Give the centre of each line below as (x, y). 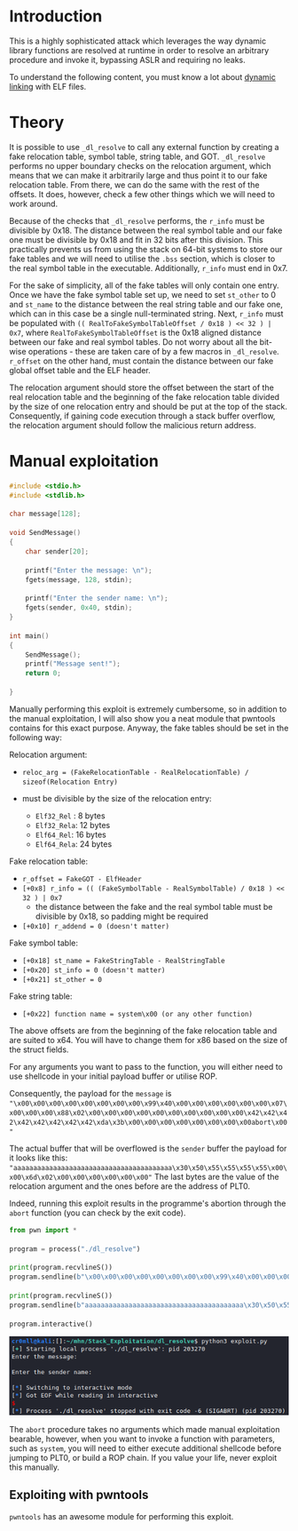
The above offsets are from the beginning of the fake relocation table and (143, 1030)
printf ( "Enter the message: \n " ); (89, 570)
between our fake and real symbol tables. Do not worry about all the (133, 342)
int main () (29, 636)
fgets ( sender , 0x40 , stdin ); (79, 608)
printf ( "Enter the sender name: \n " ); (97, 598)
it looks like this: (39, 1158)
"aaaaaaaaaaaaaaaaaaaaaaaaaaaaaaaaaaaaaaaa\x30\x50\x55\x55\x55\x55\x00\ (149, 1168)
